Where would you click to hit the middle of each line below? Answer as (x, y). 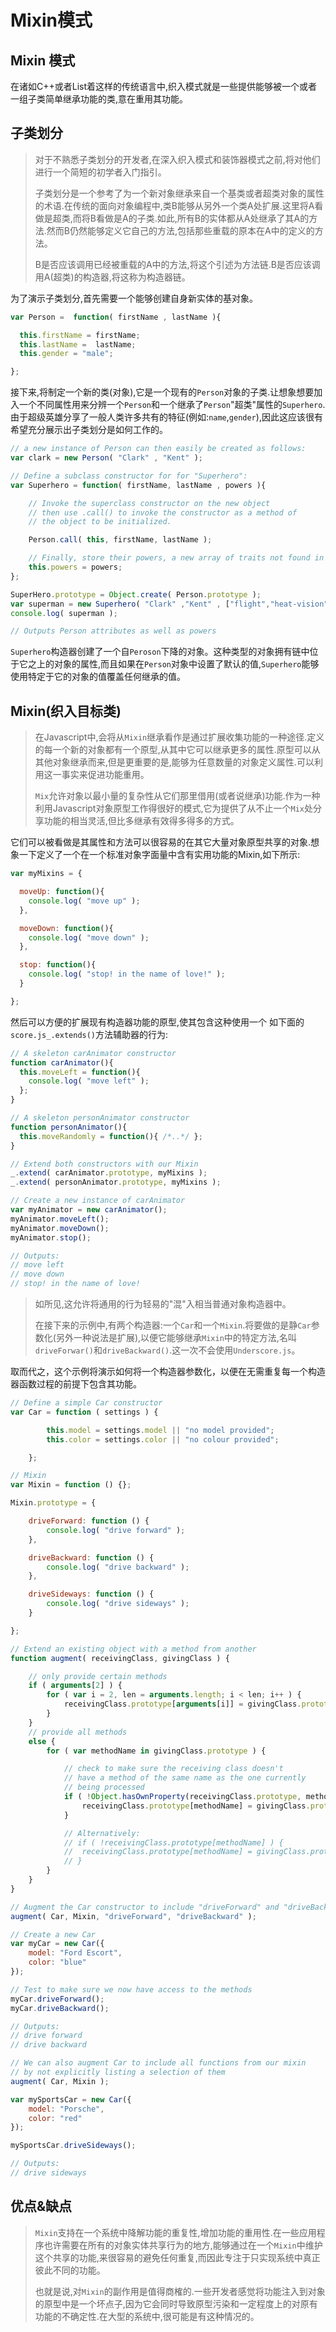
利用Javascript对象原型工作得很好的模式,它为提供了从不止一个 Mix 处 (173, 808)
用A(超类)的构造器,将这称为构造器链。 (112, 277)
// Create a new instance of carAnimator (98, 1201)
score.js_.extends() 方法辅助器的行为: (89, 1034)
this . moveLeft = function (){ (80, 1072)
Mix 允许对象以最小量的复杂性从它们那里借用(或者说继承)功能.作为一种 (177, 796)
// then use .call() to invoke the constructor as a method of (163, 512)
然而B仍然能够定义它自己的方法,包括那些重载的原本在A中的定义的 (180, 230)
